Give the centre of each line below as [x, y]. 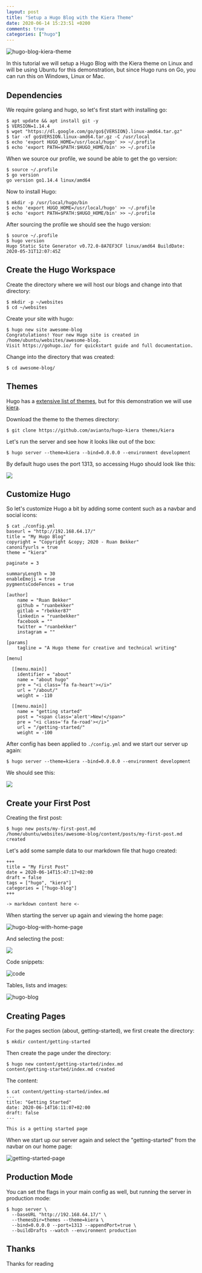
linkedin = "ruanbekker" [48, 616]
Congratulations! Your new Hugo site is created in [73, 335]
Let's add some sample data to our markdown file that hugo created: [92, 850]
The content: [22, 1081]
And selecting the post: [35, 939]
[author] [17, 595]
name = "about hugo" [43, 680]
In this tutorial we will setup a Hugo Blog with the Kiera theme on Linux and [99, 64]
